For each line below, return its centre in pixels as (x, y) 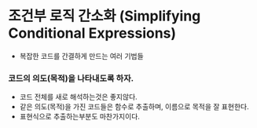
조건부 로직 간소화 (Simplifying (105, 16)
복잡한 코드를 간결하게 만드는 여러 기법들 (81, 56)
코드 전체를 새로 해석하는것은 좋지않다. (78, 97)
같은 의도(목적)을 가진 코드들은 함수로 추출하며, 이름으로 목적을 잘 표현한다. (134, 107)
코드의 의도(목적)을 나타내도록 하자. (71, 78)
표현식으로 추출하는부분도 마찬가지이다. (79, 117)
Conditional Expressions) (92, 33)
